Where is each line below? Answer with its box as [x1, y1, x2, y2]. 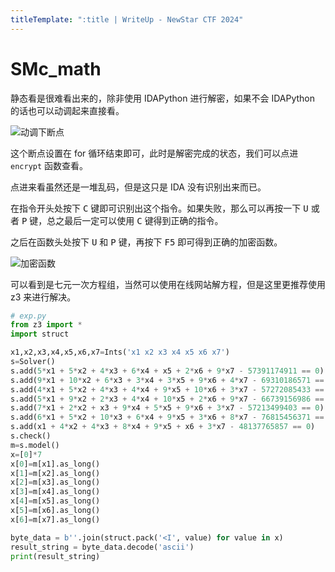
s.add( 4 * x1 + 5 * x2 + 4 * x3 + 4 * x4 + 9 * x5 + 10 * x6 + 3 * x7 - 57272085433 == [10, 384, 325, 395]
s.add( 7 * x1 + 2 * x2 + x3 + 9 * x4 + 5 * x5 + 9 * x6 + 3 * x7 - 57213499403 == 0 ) [10, 403, 325, 413]
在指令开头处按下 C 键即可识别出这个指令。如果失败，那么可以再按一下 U [10, 202, 309, 214]
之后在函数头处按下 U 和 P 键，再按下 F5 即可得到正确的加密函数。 [10, 236, 283, 248]
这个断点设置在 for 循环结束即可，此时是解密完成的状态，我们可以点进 [10, 147, 299, 159]
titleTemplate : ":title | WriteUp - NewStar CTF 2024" [10, 14, 244, 25]
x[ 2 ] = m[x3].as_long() [10, 477, 101, 488]
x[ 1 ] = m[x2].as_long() [10, 468, 101, 478]
